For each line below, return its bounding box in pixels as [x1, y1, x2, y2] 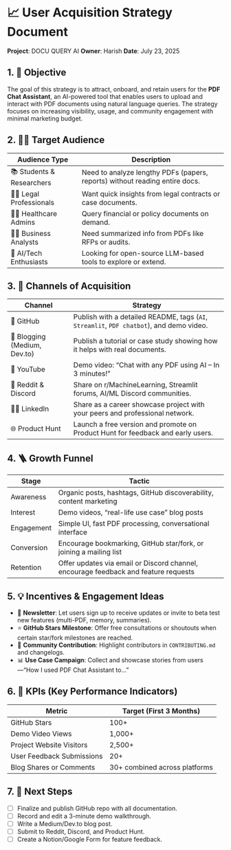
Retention [10, 563, 42, 572]
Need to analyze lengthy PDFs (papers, [81, 168, 208, 177]
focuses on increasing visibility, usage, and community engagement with [7, 107, 214, 115]
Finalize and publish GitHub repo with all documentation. [16, 804, 177, 812]
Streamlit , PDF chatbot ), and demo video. [73, 320, 208, 330]
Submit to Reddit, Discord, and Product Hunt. [16, 827, 145, 836]
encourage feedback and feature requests [58, 567, 195, 577]
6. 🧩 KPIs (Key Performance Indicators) [7, 686, 178, 697]
